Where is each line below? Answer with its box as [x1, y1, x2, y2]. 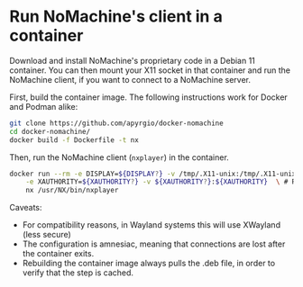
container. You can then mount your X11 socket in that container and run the [9, 65, 291, 76]
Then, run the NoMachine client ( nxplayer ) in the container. [9, 151, 230, 163]
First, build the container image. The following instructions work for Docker [9, 92, 289, 103]
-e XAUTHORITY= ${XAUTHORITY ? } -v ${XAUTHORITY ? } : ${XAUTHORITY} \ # [25, 177, 289, 186]
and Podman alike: [9, 101, 78, 112]
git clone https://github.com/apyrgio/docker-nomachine [9, 119, 224, 128]
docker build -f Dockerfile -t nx [9, 135, 140, 145]
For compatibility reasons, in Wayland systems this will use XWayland [22, 220, 281, 230]
